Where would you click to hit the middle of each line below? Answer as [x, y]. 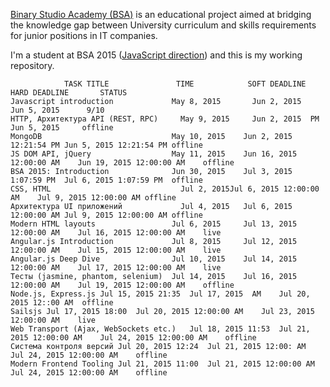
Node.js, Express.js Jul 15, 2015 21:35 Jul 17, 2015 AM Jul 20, [160, 294]
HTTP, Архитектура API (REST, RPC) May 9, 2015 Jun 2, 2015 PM [165, 119]
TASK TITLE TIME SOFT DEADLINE [185, 84]
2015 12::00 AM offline [62, 303]
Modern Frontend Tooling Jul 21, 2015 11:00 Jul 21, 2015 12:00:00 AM [162, 364]
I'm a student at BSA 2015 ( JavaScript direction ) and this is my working [156, 55]
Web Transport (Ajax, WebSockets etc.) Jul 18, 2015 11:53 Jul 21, [160, 329]
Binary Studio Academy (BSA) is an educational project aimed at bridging [161, 14]
